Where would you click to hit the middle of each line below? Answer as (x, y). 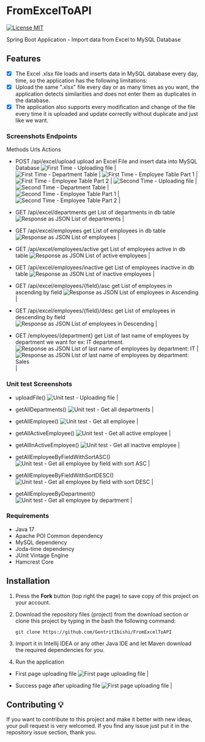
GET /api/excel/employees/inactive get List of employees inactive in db (105, 268)
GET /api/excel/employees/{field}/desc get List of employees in (95, 311)
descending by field (40, 317)
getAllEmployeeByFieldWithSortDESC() (65, 475)
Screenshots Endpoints (42, 136)
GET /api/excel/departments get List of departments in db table (95, 213)
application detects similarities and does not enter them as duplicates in (106, 94)
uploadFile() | (67, 397)
